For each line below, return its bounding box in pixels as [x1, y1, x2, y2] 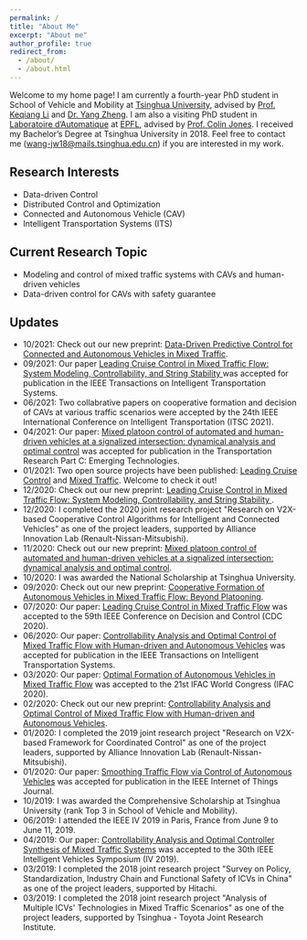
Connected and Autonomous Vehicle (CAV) [22, 208, 185, 219]
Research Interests [9, 165, 120, 180]
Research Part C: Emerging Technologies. [22, 455, 180, 466]
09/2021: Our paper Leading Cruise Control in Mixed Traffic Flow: [22, 358, 270, 369]
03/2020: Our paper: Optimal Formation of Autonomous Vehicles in [22, 669, 276, 680]
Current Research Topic [9, 244, 148, 261]
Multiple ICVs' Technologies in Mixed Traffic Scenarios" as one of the [22, 903, 285, 913]
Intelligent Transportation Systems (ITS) [22, 218, 174, 229]
